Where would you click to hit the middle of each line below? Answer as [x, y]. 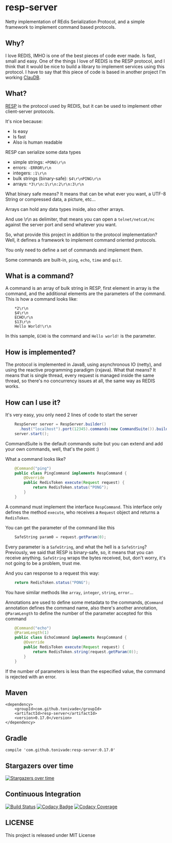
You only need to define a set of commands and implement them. [74, 250]
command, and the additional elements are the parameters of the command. [86, 293]
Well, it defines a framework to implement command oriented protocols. [81, 240]
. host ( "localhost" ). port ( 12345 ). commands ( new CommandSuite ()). [88, 429]
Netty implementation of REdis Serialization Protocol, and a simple [75, 22]
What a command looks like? [36, 459]
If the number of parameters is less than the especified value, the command [85, 671]
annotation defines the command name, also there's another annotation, [81, 607]
